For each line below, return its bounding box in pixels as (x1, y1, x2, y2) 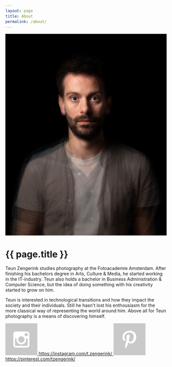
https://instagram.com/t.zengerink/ (38, 351, 113, 357)
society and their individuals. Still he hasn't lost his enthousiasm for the (5, 302, 155, 309)
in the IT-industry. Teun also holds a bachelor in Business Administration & (5, 276, 162, 282)
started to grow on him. (5, 287, 55, 293)
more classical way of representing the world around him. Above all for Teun (5, 308, 166, 314)
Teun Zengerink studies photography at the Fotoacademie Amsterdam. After (5, 265, 166, 271)
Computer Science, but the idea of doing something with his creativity (5, 282, 153, 288)
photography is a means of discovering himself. (5, 313, 106, 319)
